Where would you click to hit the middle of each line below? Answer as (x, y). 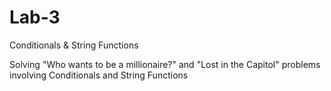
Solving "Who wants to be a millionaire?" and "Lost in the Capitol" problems (165, 64)
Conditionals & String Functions (74, 45)
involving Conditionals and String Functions (99, 75)
